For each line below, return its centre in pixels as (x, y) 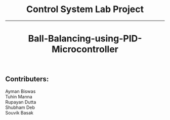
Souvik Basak (19, 112)
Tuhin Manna (19, 96)
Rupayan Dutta (21, 102)
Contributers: (27, 79)
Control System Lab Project (85, 9)
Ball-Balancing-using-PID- (85, 39)
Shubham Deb (20, 107)
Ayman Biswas (20, 91)
